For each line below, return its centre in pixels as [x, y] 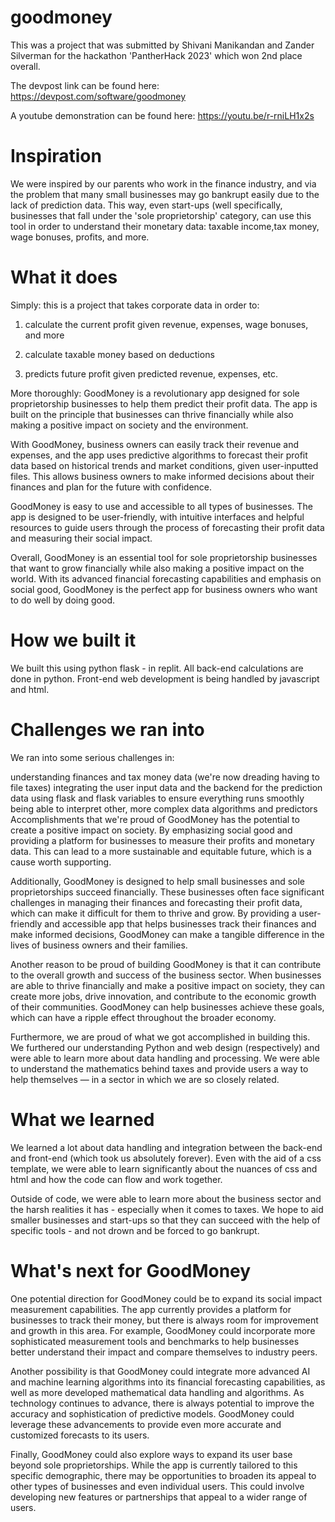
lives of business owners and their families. [99, 945]
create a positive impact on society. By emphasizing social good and [151, 830]
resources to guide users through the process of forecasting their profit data [167, 527]
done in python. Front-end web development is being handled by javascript [165, 678]
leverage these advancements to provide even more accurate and [146, 1424]
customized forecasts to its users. [80, 1435]
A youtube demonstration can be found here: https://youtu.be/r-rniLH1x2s [162, 115]
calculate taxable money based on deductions [119, 354]
